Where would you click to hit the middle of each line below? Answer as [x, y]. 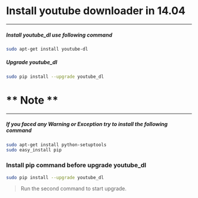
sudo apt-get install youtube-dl [47, 49]
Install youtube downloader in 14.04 [96, 11]
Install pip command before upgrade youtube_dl [76, 165]
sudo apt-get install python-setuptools [57, 145]
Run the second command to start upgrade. [73, 189]
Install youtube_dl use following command [59, 35]
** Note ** [32, 100]
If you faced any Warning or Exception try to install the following [87, 124]
